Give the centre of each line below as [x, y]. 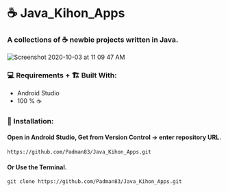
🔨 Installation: [30, 121]
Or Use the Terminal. [37, 167]
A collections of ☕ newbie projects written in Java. [93, 40]
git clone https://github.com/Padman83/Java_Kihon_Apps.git [95, 182]
